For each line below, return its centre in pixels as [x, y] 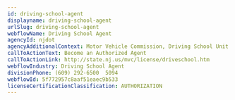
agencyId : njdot [31, 40]
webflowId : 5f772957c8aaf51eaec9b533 [63, 79]
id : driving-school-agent [45, 14]
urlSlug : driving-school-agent [53, 27]
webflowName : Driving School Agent [60, 33]
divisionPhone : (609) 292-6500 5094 [63, 73]
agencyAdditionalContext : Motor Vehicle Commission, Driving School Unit [118, 46]
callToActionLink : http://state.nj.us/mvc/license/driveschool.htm [109, 60]
